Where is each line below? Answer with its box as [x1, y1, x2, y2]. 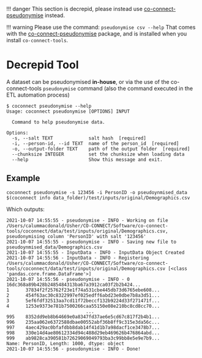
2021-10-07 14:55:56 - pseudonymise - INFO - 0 [6, 276, 130, 282]
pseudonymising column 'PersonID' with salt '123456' [6, 233, 147, 239]
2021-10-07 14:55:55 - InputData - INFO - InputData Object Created [6, 249, 185, 256]
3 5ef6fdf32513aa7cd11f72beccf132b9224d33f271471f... [6, 297, 160, 304]
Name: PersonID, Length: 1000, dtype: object [6, 340, 124, 346]
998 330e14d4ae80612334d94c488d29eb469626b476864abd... [6, 330, 160, 336]
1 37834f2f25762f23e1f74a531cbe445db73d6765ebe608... [6, 287, 160, 293]
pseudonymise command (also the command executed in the [42, 84, 193, 92]
